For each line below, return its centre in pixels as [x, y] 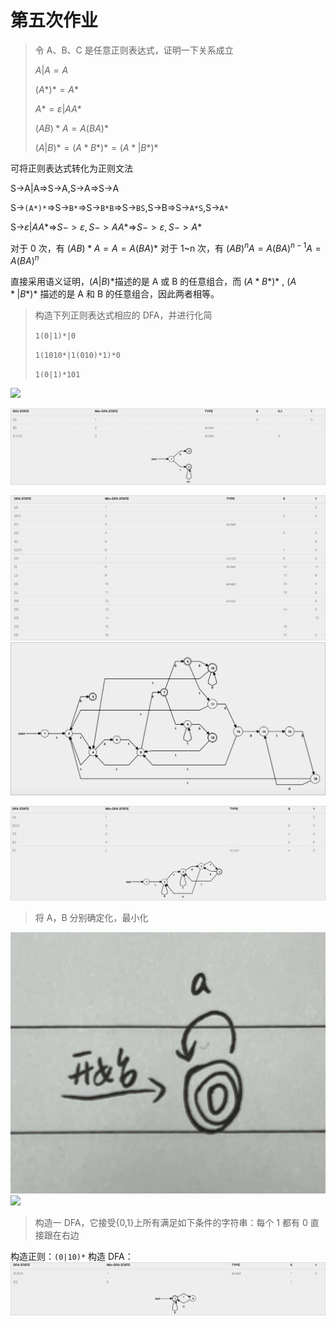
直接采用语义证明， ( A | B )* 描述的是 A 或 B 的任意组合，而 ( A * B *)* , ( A [153, 282]
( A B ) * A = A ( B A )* [71, 128]
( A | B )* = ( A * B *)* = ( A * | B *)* [96, 147]
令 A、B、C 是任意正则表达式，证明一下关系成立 [134, 50]
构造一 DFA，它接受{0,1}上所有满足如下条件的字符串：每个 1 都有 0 [171, 1222]
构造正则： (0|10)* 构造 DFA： [72, 1256]
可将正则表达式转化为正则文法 [71, 168]
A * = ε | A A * [58, 108]
